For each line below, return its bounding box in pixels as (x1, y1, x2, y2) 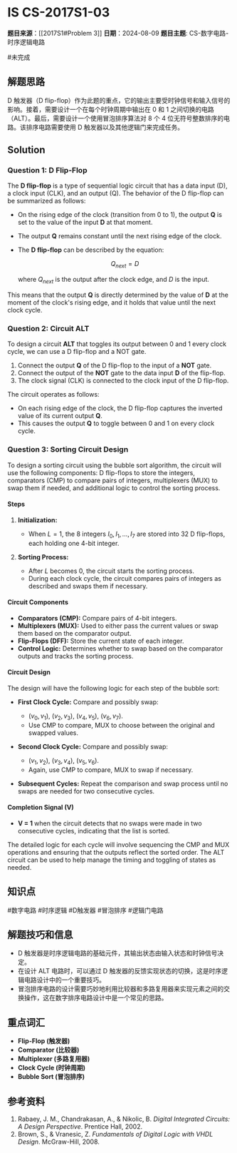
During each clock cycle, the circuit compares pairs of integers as (28, 574, 222, 582)
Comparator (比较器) (17, 1046, 80, 1055)
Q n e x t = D (110, 260, 139, 270)
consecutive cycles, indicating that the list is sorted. (17, 826, 170, 835)
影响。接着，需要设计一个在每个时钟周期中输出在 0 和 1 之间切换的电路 (7, 105, 215, 113)
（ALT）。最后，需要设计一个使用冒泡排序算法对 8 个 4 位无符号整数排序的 (7, 113, 224, 122)
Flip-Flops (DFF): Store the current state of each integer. (17, 636, 184, 645)
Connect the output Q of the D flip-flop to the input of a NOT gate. (17, 361, 212, 370)
